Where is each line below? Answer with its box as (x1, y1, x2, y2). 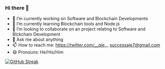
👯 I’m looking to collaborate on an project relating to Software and (12, 26, 146, 32)
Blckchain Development (12, 32, 61, 37)
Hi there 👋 (5, 4, 30, 11)
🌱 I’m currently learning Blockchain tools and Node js (12, 21, 120, 27)
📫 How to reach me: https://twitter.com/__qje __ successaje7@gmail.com (12, 42, 161, 48)
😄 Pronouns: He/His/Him (12, 49, 64, 55)
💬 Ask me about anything (12, 36, 64, 42)
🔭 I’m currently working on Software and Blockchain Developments (12, 16, 148, 22)
